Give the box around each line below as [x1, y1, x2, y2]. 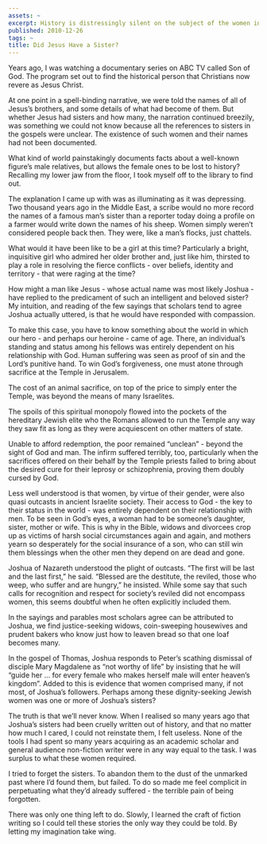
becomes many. [8, 638, 61, 648]
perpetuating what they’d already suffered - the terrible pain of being [8, 786, 234, 795]
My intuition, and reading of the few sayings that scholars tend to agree [8, 301, 242, 311]
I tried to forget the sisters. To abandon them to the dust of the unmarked [8, 769, 248, 779]
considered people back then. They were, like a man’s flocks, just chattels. [8, 228, 252, 237]
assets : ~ [8, 11, 41, 20]
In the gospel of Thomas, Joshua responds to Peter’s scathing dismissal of [8, 654, 253, 663]
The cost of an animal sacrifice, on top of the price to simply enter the [8, 383, 237, 393]
